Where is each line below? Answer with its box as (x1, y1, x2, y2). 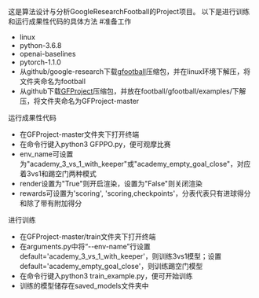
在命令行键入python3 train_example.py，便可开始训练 (19, 271, 193, 281)
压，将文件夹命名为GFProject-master (19, 97, 140, 105)
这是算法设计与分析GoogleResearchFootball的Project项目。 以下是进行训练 (8, 7, 250, 16)
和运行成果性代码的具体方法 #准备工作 (8, 17, 132, 26)
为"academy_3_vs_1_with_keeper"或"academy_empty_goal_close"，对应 (19, 160, 251, 168)
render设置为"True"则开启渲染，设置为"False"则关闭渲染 (19, 179, 202, 188)
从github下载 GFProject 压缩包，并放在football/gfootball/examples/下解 (19, 86, 246, 96)
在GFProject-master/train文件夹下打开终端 (19, 232, 156, 241)
